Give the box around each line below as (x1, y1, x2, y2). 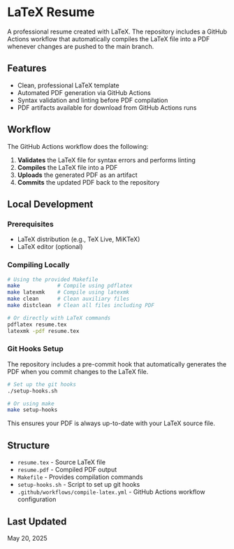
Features (7, 62, 47, 74)
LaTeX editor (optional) (17, 243, 83, 251)
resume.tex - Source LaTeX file (17, 458, 106, 466)
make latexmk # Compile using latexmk (7, 289, 130, 296)
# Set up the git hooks (7, 380, 77, 388)
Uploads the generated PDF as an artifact (17, 171, 138, 179)
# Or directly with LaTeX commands (7, 314, 111, 322)
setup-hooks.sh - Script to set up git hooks (17, 480, 140, 489)
